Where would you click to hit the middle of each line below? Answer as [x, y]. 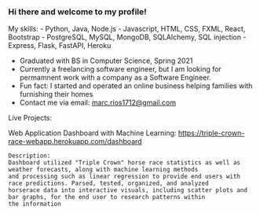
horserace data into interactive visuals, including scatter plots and [128, 190]
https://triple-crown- [211, 133]
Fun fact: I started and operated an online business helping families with [136, 86]
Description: [29, 156]
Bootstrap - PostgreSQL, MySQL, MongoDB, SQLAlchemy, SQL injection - [127, 37]
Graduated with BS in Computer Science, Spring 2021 [106, 61]
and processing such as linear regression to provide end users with [125, 177]
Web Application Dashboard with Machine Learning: [92, 133]
